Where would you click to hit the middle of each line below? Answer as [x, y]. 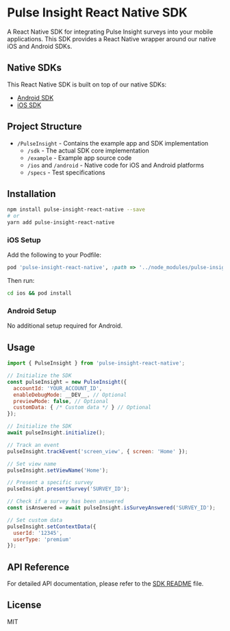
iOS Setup [24, 240]
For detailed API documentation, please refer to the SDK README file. [105, 584]
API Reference [38, 567]
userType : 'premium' [42, 539]
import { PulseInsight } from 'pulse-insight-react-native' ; [96, 363]
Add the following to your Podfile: [54, 255]
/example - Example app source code [79, 158]
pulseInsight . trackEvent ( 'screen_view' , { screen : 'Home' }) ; [98, 451]
